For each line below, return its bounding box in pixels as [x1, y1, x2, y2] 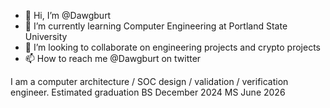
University [24, 31, 68, 42]
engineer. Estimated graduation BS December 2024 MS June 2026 [10, 86, 286, 98]
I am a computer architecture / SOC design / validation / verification [10, 76, 289, 87]
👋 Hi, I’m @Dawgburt [24, 10, 112, 21]
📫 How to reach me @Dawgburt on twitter [24, 53, 202, 64]
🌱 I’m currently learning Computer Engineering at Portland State [24, 20, 288, 32]
